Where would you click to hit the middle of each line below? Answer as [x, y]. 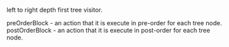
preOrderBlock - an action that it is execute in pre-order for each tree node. [114, 23]
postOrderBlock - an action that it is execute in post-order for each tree [109, 30]
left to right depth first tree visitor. [54, 10]
